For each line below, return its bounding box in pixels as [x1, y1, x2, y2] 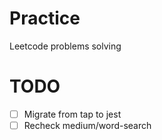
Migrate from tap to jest [23, 108, 122, 120]
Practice [9, 7, 81, 30]
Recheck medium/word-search [23, 119, 152, 131]
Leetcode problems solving [9, 40, 122, 52]
